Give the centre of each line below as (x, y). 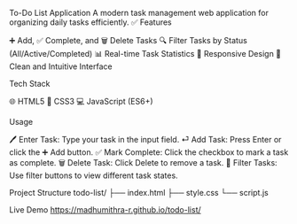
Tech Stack (30, 84)
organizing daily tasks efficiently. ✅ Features (91, 22)
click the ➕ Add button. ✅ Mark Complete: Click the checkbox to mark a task (149, 152)
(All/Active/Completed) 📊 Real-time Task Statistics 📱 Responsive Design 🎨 (145, 54)
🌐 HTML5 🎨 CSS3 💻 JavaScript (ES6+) (81, 101)
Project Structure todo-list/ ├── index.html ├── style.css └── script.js (139, 193)
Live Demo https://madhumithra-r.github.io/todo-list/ (105, 210)
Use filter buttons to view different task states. (94, 175)
